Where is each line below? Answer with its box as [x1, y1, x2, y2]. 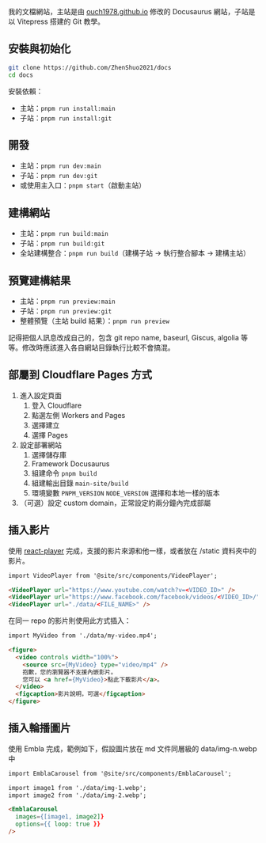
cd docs [8, 70, 34, 79]
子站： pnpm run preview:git [19, 306, 112, 315]
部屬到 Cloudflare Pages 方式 [8, 368, 153, 382]
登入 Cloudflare [31, 401, 82, 410]
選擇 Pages [31, 430, 69, 439]
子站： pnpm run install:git [19, 113, 112, 123]
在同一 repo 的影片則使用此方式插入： [8, 616, 132, 625]
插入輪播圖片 [8, 721, 71, 735]
